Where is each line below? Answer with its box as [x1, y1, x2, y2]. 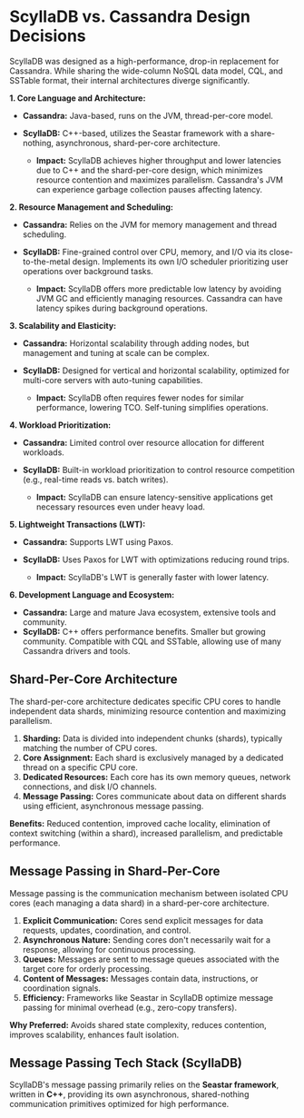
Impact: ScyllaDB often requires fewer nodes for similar [35, 392, 245, 403]
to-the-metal [22, 256, 71, 267]
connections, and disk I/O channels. [22, 781, 157, 792]
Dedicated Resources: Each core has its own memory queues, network [22, 771, 291, 782]
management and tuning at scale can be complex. [22, 347, 211, 358]
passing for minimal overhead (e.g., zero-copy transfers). [22, 1002, 238, 1013]
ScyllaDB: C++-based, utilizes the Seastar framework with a [22, 127, 249, 138]
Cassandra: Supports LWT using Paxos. [22, 536, 174, 547]
